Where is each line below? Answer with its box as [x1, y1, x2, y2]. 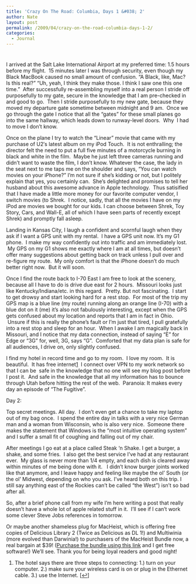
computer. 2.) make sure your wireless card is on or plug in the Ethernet [14, 565, 188, 573]
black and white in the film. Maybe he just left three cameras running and [6, 153, 184, 160]
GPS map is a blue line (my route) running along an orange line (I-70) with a [6, 300, 188, 307]
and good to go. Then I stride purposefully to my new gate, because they [6, 98, 184, 105]
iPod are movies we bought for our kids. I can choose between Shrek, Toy [6, 203, 184, 210]
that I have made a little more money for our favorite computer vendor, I [6, 191, 178, 198]
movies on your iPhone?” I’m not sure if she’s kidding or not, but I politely [6, 172, 182, 179]
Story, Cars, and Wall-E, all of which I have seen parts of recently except [6, 209, 181, 216]
